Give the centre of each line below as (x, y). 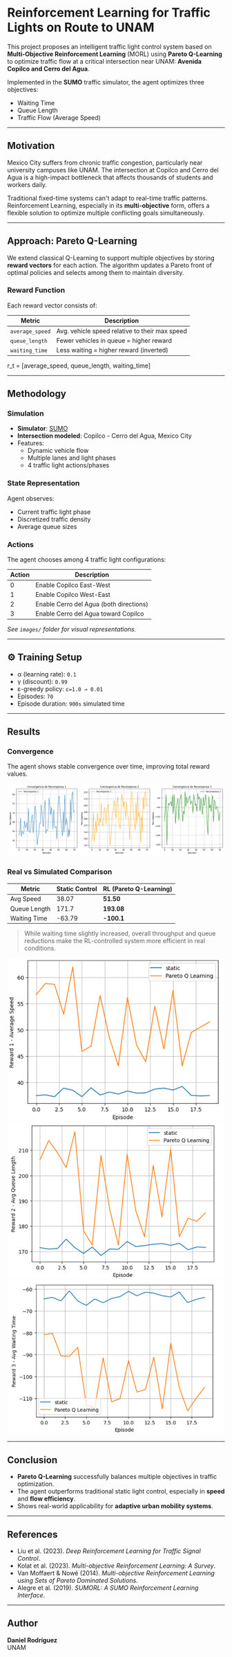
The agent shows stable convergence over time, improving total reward (109, 767)
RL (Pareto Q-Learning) (138, 889)
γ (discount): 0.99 (42, 681)
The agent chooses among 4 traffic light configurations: (87, 559)
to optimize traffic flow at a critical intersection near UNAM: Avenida (105, 61)
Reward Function (36, 290)
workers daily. (27, 184)
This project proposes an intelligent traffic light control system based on (109, 46)
